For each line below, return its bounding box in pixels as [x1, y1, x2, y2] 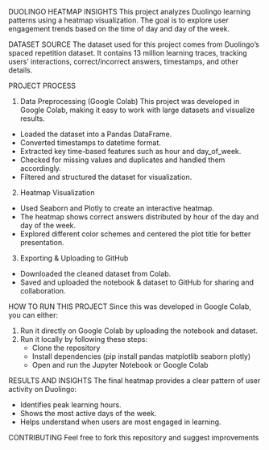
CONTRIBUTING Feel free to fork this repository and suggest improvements [8, 433, 259, 442]
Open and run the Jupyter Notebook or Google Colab [31, 360, 209, 369]
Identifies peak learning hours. [19, 400, 122, 410]
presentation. [19, 238, 64, 247]
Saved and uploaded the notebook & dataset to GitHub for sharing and [19, 277, 254, 287]
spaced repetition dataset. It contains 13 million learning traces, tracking [8, 48, 247, 57]
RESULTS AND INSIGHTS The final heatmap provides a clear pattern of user [8, 376, 261, 385]
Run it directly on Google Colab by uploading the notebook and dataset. [19, 326, 258, 335]
